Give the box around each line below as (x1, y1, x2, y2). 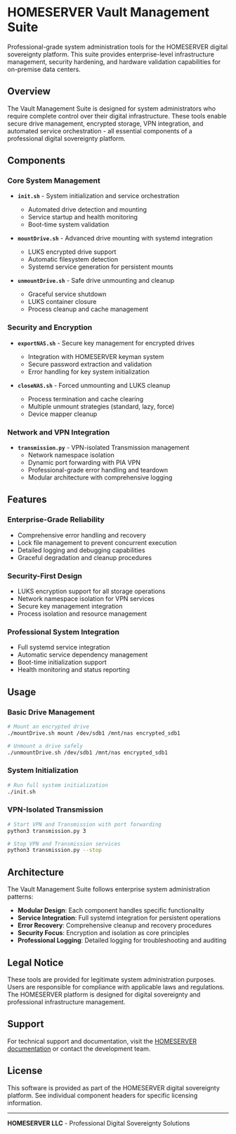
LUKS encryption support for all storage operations (17, 587, 166, 596)
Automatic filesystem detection (27, 255, 118, 264)
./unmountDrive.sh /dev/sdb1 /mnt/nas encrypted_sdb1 (7, 749, 169, 756)
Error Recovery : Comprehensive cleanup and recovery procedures (17, 921, 212, 929)
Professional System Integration (7, 627, 119, 637)
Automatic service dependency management (17, 650, 148, 659)
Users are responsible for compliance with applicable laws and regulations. (7, 982, 225, 991)
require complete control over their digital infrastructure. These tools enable (7, 111, 227, 120)
